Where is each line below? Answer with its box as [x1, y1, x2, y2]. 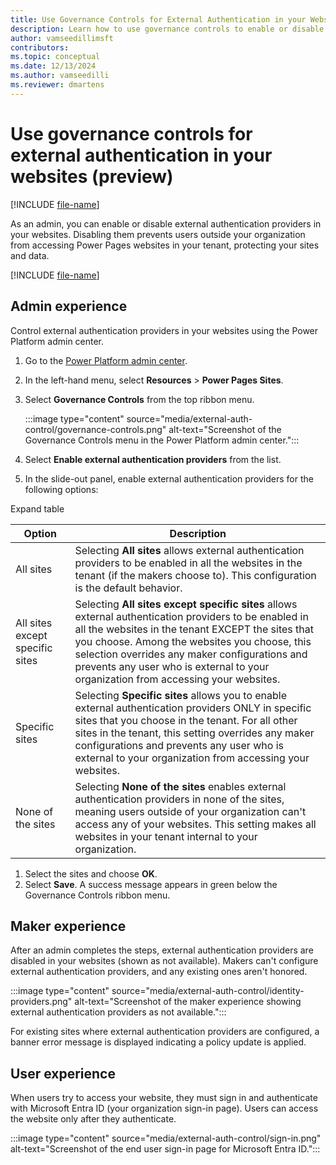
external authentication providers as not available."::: [10, 1006, 227, 1018]
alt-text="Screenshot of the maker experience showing [74, 996, 302, 1008]
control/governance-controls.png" [24, 423, 167, 435]
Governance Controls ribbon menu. [24, 889, 171, 901]
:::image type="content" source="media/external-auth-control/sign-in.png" [10, 1132, 322, 1145]
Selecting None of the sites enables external [74, 779, 287, 793]
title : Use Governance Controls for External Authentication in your [10, 14, 307, 25]
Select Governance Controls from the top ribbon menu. [24, 393, 255, 405]
